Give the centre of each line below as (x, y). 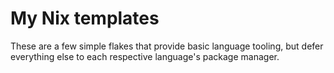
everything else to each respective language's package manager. (145, 56)
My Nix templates (85, 18)
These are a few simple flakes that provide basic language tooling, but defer (167, 46)
